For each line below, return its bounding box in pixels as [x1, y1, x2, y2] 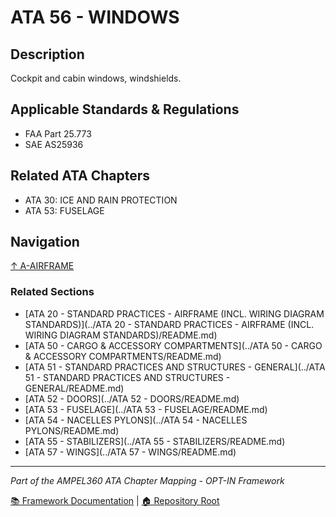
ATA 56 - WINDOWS [10, 6, 180, 29]
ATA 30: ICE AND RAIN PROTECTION [24, 194, 178, 206]
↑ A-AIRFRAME [10, 260, 75, 272]
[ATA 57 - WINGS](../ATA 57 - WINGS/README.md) [24, 446, 237, 458]
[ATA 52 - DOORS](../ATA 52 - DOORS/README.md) [24, 392, 240, 405]
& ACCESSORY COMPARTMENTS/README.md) [24, 350, 222, 362]
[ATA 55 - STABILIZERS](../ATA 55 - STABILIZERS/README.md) [24, 435, 286, 447]
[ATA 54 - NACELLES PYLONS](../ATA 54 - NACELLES [24, 414, 248, 426]
